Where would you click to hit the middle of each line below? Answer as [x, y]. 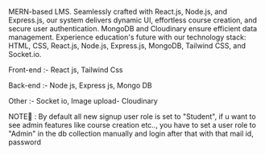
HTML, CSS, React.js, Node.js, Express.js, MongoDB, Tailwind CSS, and [127, 46]
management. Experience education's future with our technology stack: [127, 37]
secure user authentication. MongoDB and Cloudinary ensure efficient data [133, 29]
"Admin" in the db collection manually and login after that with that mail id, [131, 133]
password [25, 142]
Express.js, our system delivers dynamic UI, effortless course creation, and [133, 20]
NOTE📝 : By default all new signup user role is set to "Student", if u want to [132, 116]
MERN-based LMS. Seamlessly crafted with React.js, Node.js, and [118, 12]
